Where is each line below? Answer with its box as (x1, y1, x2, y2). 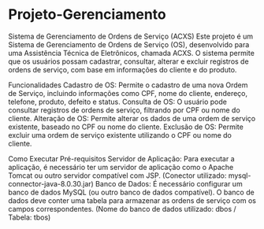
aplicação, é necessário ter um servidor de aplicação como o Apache (8, 162, 234, 172)
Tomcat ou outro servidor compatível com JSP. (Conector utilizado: (8, 171, 227, 180)
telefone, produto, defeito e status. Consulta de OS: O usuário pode (8, 97, 227, 106)
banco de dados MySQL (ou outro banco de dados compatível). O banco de (8, 187, 255, 197)
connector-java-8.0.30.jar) (8, 179, 95, 188)
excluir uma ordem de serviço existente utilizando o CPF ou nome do (8, 130, 232, 139)
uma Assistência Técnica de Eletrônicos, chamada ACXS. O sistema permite (8, 48, 255, 57)
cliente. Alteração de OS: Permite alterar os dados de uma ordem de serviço (8, 113, 256, 123)
